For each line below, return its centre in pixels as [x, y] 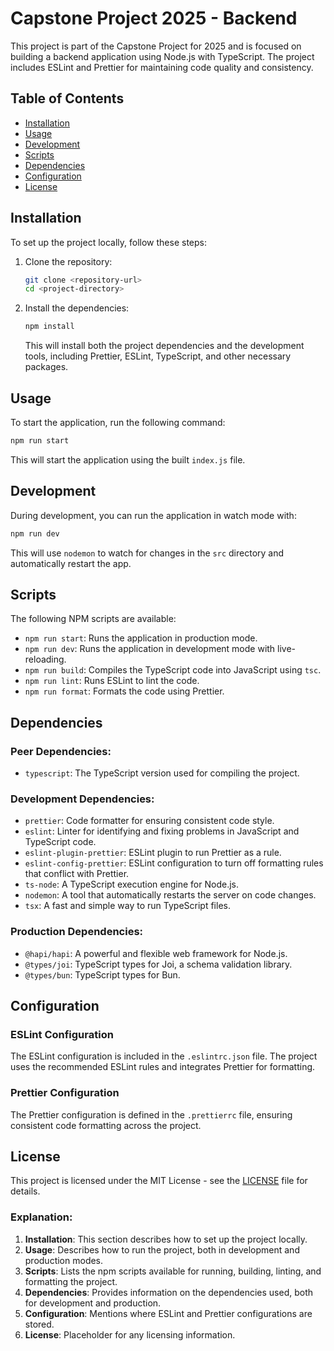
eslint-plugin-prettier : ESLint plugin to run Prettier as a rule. [153, 853]
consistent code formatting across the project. [106, 1125]
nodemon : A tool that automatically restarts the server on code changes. [170, 895]
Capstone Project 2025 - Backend [154, 18]
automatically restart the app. [71, 563]
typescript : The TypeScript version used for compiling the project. [162, 773]
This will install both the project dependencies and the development [164, 346]
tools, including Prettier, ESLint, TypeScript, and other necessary [158, 356]
